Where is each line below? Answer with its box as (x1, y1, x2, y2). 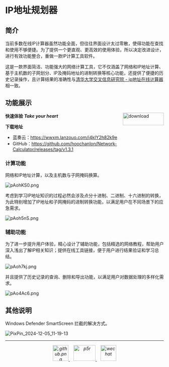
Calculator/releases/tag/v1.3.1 (12, 146, 74, 152)
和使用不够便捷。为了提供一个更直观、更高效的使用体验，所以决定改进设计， (5, 47, 164, 53)
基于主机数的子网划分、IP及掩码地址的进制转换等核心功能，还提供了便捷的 (5, 70, 159, 76)
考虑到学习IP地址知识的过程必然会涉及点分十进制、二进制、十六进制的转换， (5, 193, 163, 199)
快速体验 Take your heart (5, 113, 58, 119)
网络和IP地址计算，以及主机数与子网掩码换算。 (5, 172, 102, 178)
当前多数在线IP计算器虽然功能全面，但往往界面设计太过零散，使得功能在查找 (5, 41, 163, 46)
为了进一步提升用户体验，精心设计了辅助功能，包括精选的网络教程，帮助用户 (5, 241, 164, 247)
